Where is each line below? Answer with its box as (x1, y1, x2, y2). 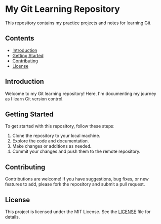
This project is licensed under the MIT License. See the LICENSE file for (5, 209, 151, 215)
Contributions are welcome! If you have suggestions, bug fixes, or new (5, 176, 149, 182)
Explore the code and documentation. (12, 138, 89, 144)
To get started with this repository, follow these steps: (5, 123, 115, 129)
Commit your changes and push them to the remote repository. (12, 148, 141, 154)
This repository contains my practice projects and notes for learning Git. (5, 20, 152, 26)
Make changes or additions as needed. (12, 143, 92, 149)
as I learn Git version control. (5, 95, 64, 102)
